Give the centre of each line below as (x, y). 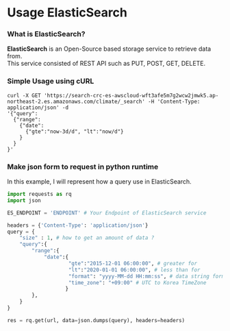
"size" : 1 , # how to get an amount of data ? (87, 238)
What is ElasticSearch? (46, 34)
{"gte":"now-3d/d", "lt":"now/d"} (75, 132)
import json (24, 200)
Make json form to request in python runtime (83, 167)
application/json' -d (38, 108)
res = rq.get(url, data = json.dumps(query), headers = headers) (96, 320)
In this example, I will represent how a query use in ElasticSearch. (99, 182)
